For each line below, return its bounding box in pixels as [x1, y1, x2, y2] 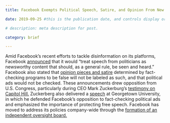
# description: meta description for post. [5, 26, 99, 31]
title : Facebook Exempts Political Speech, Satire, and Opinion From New [5, 7, 164, 13]
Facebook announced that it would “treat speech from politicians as [5, 59, 147, 65]
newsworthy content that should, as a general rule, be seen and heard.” [5, 64, 154, 70]
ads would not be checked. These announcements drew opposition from [5, 80, 157, 86]
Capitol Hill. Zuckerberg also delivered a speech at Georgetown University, [5, 91, 161, 97]
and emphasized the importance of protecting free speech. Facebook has [5, 102, 159, 108]
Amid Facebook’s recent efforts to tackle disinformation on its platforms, [5, 53, 156, 59]
